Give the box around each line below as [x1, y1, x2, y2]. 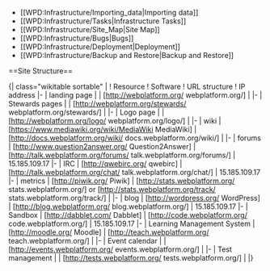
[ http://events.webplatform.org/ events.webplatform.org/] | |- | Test [8, 244, 233, 254]
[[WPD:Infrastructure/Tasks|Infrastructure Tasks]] [19, 16, 187, 26]
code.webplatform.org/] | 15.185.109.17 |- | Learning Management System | [8, 219, 255, 228]
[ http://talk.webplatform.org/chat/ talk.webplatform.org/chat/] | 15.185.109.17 [8, 168, 261, 177]
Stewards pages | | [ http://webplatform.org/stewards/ [8, 99, 187, 108]
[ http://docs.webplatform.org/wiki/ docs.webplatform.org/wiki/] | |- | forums [8, 133, 261, 143]
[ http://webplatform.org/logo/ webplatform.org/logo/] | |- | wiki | [8, 116, 221, 125]
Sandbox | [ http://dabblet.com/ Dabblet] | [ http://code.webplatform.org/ [8, 211, 248, 219]
